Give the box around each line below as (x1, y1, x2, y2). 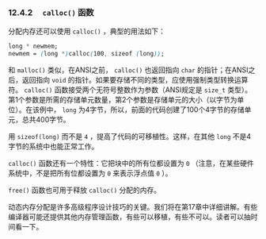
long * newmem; (8, 42, 59, 51)
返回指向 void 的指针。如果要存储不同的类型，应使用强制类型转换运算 (21, 75, 249, 85)
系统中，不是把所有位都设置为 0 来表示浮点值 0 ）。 (8, 168, 173, 178)
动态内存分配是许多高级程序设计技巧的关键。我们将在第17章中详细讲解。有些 (8, 202, 258, 212)
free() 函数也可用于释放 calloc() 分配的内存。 (8, 185, 161, 195)
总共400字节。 (21, 115, 70, 125)
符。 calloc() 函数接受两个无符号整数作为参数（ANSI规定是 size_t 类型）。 (8, 85, 252, 94)
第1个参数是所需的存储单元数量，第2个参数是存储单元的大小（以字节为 (8, 95, 237, 105)
